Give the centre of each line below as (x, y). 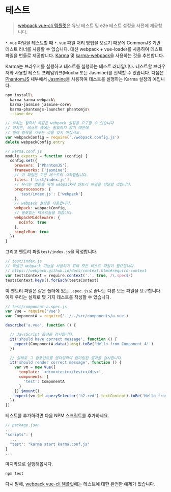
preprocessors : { (33, 189)
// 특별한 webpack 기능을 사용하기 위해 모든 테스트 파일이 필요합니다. (70, 266)
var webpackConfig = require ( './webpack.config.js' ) (62, 137)
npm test (15, 474)
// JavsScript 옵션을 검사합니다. (42, 335)
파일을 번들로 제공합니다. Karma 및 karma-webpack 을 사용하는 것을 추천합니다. (85, 55)
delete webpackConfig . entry (35, 142)
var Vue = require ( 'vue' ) (33, 311)
